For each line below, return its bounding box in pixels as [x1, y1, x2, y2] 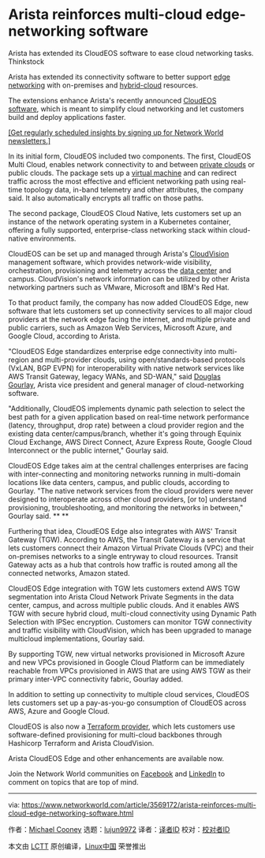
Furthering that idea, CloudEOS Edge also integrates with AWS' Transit [8, 526, 237, 535]
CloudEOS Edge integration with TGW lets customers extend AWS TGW [8, 584, 241, 593]
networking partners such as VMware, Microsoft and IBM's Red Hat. [8, 282, 230, 292]
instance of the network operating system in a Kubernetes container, [8, 217, 231, 226]
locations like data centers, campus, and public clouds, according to [8, 477, 230, 487]
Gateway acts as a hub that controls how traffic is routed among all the [8, 560, 238, 569]
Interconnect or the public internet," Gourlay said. [8, 446, 169, 455]
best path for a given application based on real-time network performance [8, 412, 250, 421]
